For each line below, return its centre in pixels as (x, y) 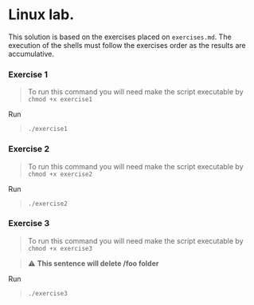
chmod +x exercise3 (60, 248)
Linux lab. (41, 15)
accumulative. (31, 53)
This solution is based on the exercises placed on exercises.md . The (120, 37)
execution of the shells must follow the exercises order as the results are (127, 45)
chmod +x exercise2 (60, 174)
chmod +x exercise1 (60, 100)
